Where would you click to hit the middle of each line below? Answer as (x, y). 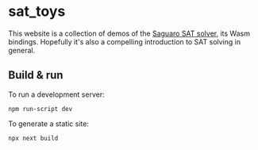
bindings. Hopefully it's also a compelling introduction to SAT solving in (124, 41)
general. (22, 50)
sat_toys (37, 12)
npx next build (33, 138)
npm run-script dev (40, 109)
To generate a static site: (49, 123)
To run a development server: (56, 94)
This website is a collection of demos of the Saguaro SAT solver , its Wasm (129, 33)
